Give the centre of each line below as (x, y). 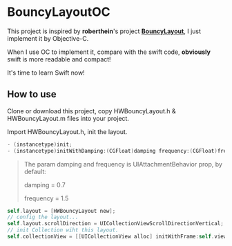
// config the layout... (43, 217)
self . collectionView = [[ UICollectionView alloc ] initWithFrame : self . (111, 236)
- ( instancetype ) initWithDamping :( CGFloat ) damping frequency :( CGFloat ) (112, 151)
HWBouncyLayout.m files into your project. (68, 118)
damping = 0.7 (45, 184)
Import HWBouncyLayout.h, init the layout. (67, 131)
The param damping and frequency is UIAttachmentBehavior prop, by (123, 164)
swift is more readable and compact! (59, 59)
